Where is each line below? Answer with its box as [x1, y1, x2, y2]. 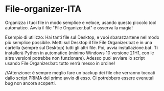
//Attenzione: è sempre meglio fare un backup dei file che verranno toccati [5, 69, 156, 75]
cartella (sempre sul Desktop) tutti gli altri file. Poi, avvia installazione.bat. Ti [5, 45, 158, 50]
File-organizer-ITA [5, 3, 82, 15]
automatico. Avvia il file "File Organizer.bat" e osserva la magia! [5, 24, 133, 30]
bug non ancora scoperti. [5, 80, 56, 86]
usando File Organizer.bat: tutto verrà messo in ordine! [5, 60, 115, 66]
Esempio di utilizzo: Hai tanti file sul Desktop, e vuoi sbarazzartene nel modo [5, 34, 160, 40]
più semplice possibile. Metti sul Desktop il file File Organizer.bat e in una [5, 39, 153, 45]
